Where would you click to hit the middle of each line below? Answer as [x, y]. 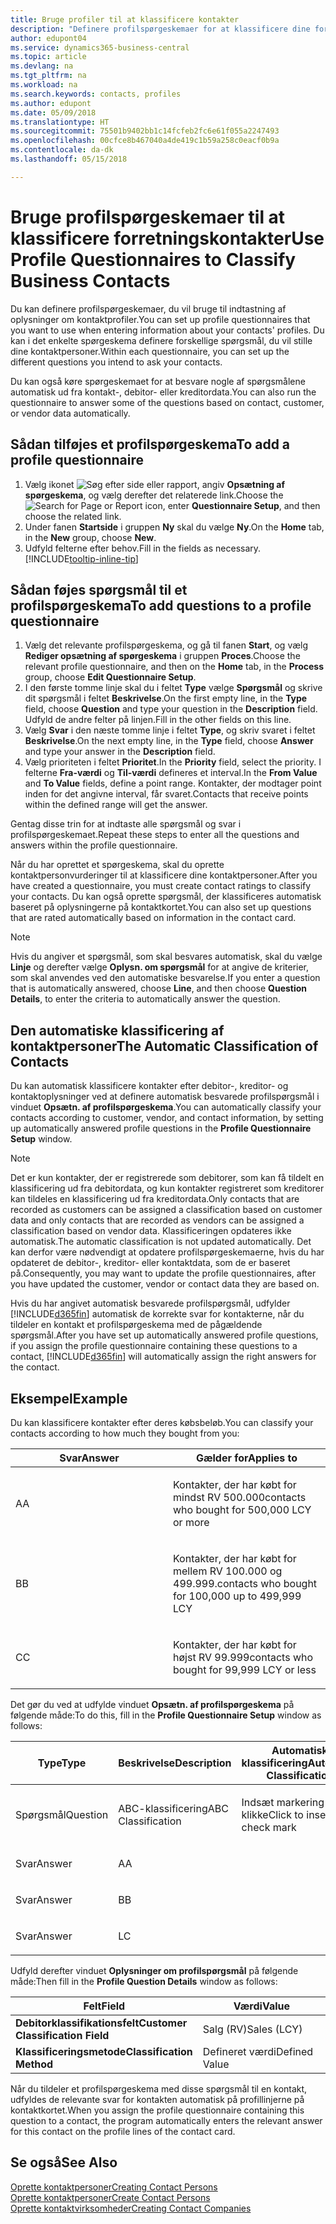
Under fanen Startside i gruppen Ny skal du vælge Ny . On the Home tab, [174, 527]
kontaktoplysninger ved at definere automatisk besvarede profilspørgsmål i [165, 1097]
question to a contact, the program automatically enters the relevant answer [166, 2120]
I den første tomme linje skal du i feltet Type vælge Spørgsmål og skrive [173, 688]
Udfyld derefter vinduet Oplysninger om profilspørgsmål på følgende [154, 1970]
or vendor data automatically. [70, 413]
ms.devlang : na [42, 66]
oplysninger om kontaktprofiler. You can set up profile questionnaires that [160, 319]
